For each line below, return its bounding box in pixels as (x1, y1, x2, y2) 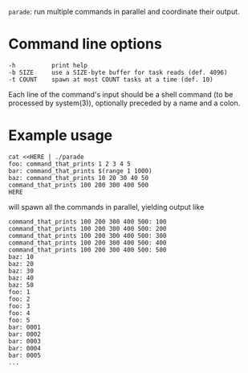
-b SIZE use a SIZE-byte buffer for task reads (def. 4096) (8, 68, 228, 76)
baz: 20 (8, 260, 35, 268)
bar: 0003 (8, 337, 42, 345)
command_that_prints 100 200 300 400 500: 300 (8, 232, 167, 240)
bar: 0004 (8, 344, 42, 352)
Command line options (8, 35, 162, 53)
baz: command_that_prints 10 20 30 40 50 (8, 174, 149, 182)
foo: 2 (8, 295, 30, 303)
